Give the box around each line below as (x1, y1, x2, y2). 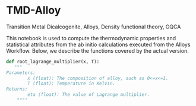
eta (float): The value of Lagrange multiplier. (27, 92, 150, 98)
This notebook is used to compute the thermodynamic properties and (6, 34, 176, 41)
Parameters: (6, 69, 36, 76)
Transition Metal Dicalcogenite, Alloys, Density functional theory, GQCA (6, 23, 181, 30)
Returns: (6, 86, 28, 92)
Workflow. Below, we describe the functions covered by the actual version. (6, 47, 189, 54)
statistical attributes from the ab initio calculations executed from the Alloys (6, 41, 191, 48)
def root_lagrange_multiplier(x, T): (6, 59, 100, 65)
